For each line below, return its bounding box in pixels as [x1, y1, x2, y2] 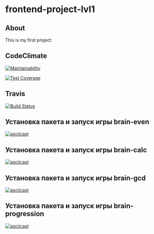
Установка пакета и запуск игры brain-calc [5, 146, 147, 154]
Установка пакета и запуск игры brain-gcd [5, 173, 146, 182]
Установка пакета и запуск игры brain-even [5, 118, 149, 126]
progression [5, 210, 44, 218]
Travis [5, 89, 25, 98]
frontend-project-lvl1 [5, 4, 95, 15]
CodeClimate [5, 52, 47, 60]
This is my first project [5, 37, 52, 43]
